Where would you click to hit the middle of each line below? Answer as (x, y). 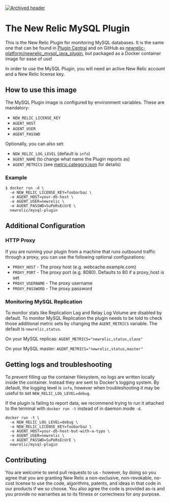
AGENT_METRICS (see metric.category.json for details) (67, 164)
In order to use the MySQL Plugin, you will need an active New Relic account (85, 68)
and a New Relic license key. (35, 74)
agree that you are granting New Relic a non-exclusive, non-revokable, (79, 478)
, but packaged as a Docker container (122, 53)
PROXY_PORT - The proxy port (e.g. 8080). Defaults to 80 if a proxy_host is (88, 272)
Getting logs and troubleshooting (59, 365)
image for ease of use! (29, 59)
